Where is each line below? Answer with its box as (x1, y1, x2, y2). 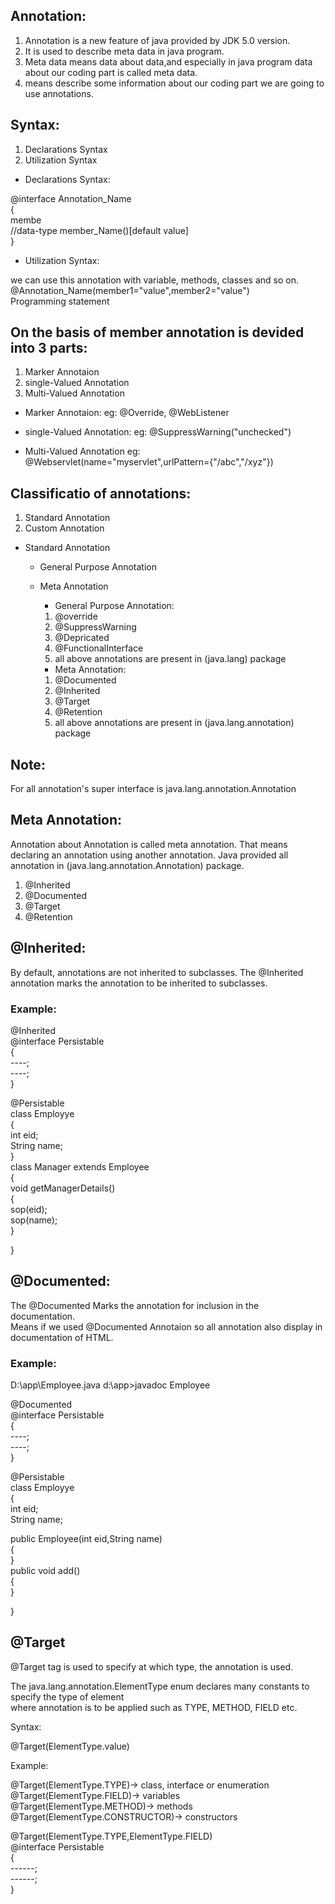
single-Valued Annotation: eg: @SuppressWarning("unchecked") (24, 426, 292, 438)
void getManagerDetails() (10, 1182, 116, 1194)
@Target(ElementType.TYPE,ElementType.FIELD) (10, 1830, 213, 1842)
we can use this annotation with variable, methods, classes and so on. (10, 274, 299, 286)
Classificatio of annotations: (10, 485, 192, 502)
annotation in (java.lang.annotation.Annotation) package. (10, 859, 245, 871)
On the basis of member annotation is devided (10, 324, 305, 341)
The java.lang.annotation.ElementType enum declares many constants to (10, 1680, 310, 1692)
